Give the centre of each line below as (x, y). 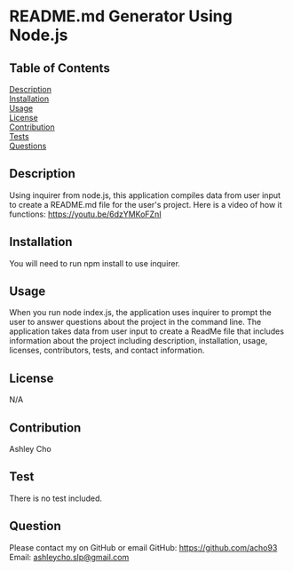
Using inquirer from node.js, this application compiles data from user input (145, 195)
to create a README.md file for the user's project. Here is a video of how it (146, 204)
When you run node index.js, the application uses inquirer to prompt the (141, 313)
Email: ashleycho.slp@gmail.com (69, 557)
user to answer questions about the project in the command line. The (135, 322)
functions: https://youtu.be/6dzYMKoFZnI (85, 214)
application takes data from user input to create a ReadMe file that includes (146, 331)
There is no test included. (56, 498)
